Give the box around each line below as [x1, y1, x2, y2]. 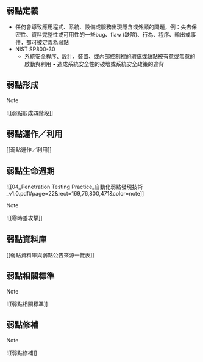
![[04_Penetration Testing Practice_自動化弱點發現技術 [6, 183, 143, 191]
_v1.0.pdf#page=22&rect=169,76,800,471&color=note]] [6, 190, 144, 198]
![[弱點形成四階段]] [6, 109, 54, 116]
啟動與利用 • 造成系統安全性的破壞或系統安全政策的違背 [24, 60, 165, 67]
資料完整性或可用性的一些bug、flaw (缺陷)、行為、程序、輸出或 [31, 31, 191, 38]
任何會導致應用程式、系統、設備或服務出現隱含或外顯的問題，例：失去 [15, 23, 192, 31]
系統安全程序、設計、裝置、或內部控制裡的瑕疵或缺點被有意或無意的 [24, 53, 196, 60]
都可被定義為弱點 [26, 39, 69, 46]
